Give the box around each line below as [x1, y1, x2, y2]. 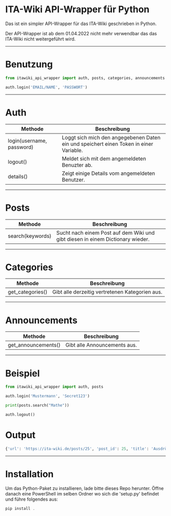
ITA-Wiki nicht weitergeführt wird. [5, 36, 76, 42]
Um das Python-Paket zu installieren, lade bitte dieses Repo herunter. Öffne [5, 485, 164, 491]
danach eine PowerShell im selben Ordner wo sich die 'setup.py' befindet [5, 490, 159, 497]
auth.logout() [5, 412, 36, 417]
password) [8, 143, 34, 150]
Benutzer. [62, 176, 85, 183]
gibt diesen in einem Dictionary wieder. [56, 235, 150, 242]
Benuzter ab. [62, 161, 93, 168]
